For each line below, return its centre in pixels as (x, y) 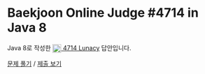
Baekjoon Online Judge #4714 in (103, 13)
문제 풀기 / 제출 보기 (34, 64)
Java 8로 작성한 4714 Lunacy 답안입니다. (69, 47)
